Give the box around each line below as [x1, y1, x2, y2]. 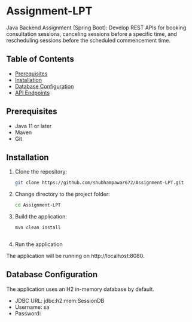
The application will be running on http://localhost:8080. [6, 253, 145, 259]
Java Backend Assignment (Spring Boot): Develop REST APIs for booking [6, 24, 187, 31]
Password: [14, 309, 41, 317]
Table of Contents [6, 54, 75, 64]
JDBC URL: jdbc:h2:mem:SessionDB [14, 297, 105, 304]
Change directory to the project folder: [14, 190, 110, 198]
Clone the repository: [14, 168, 68, 175]
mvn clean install [14, 224, 61, 231]
